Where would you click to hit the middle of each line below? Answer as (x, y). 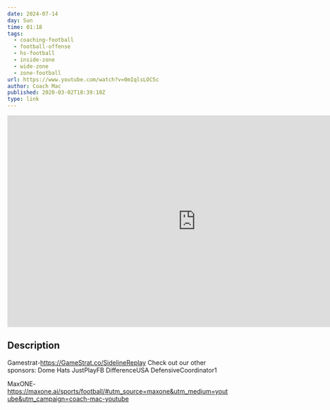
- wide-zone (31, 66)
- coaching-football (44, 40)
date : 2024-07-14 (33, 14)
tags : (15, 34)
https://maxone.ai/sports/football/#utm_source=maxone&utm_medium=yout (118, 391)
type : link (23, 100)
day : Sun (20, 20)
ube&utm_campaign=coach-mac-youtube (68, 399)
